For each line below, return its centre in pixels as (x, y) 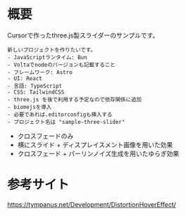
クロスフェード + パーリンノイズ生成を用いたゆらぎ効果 (98, 153)
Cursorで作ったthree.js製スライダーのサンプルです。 (83, 35)
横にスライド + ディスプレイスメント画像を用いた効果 (95, 144)
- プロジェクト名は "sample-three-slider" (66, 122)
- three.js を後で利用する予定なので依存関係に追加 (75, 99)
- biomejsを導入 (30, 107)
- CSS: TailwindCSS (36, 92)
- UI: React (25, 78)
